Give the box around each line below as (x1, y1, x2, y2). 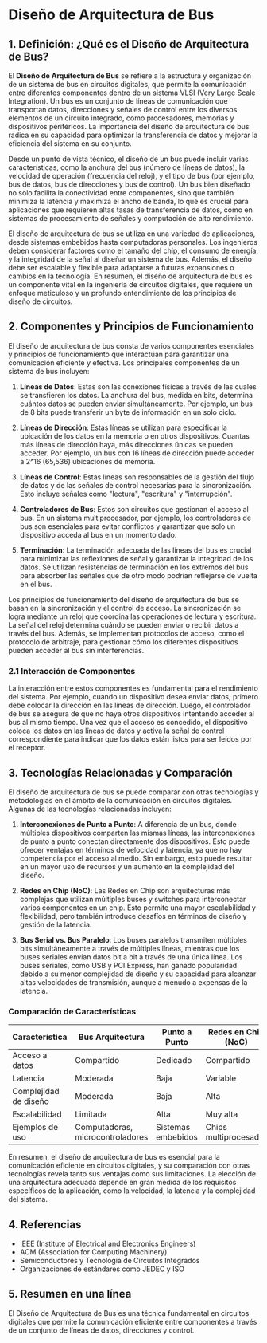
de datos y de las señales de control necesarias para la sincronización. (19, 480, 252, 490)
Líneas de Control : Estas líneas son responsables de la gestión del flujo (19, 472, 254, 482)
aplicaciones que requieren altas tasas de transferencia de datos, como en (8, 205, 253, 215)
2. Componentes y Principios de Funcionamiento (8, 320, 254, 333)
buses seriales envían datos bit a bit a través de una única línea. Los (19, 951, 243, 962)
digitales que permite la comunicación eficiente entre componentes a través (8, 1317, 257, 1326)
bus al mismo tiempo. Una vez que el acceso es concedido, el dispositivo (8, 718, 248, 727)
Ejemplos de (12, 1122, 58, 1133)
